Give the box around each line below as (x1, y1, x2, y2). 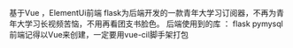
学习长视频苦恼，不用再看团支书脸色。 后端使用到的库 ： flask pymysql (24, 18, 283, 29)
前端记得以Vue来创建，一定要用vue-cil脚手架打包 (9, 30, 189, 39)
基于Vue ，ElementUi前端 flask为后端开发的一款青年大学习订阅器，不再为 (9, 8, 277, 17)
